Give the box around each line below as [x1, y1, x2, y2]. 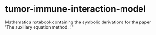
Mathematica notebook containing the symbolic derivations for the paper [5, 19, 152, 25]
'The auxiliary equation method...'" [5, 24, 74, 30]
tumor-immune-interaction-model [5, 3, 146, 14]
